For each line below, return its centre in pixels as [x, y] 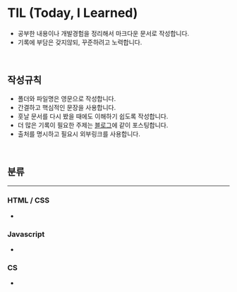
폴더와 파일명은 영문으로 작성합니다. [67, 98]
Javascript [26, 234]
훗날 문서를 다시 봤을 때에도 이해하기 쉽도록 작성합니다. [93, 116]
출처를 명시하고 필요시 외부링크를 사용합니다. [79, 134]
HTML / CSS [29, 200]
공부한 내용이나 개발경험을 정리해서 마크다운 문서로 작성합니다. [103, 33]
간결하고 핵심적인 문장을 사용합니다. [67, 107]
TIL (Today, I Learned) [73, 13]
